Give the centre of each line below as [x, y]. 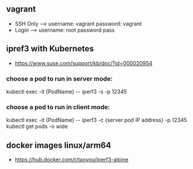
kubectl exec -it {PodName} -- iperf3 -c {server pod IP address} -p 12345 [97, 120]
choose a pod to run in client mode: [58, 107]
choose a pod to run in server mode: [60, 78]
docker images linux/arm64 [59, 145]
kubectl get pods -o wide [37, 127]
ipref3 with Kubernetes [50, 49]
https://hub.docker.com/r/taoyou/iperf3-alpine [71, 159]
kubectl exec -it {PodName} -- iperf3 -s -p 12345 [66, 91]
